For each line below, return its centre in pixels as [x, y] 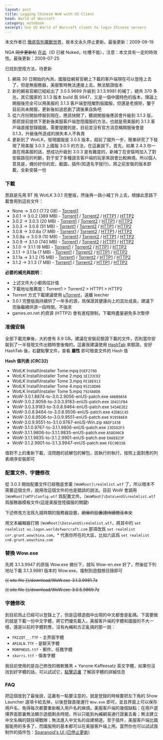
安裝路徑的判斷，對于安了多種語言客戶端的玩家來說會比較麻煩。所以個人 [84, 158]
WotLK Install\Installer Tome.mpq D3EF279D [54, 370]
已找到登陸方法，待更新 [28, 69]
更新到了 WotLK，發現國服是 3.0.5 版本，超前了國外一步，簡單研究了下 [83, 140]
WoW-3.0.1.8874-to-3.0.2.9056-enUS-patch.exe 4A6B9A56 [69, 396]
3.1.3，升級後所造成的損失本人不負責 [48, 133]
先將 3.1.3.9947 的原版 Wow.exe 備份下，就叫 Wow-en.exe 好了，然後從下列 [81, 565]
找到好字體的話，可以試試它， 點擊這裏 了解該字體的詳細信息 [65, 672]
